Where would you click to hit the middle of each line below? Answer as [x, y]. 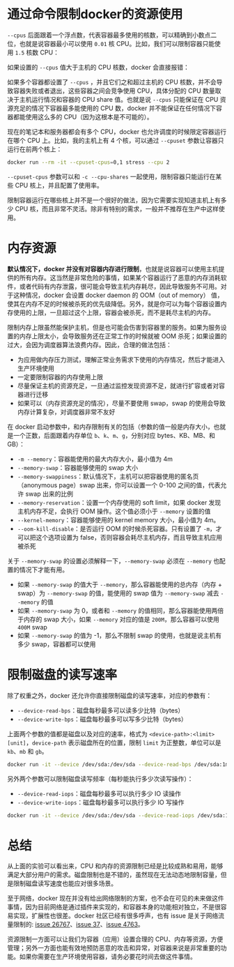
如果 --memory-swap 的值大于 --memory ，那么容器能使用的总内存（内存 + [120, 584]
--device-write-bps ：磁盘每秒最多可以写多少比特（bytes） [102, 719]
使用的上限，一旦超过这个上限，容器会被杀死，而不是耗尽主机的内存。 [114, 312]
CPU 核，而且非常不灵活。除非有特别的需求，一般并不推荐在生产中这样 [117, 208]
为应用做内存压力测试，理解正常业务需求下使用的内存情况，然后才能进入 [121, 359]
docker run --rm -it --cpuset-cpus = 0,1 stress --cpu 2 [88, 162]
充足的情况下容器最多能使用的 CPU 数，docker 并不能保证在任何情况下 [115, 108]
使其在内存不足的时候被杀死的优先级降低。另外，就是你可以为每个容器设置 [114, 303]
